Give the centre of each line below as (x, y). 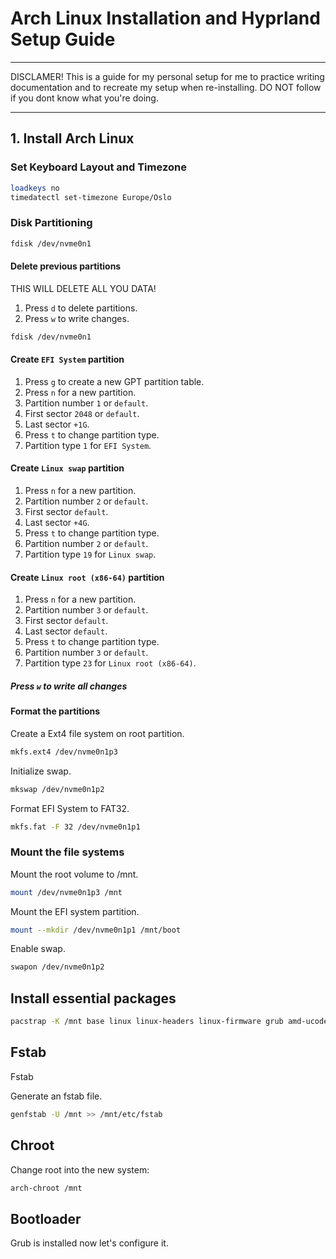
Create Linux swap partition (67, 468)
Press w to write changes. (77, 318)
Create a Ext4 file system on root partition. (97, 733)
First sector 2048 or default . (82, 413)
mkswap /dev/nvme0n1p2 (57, 789)
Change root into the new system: (80, 1169)
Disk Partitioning (51, 223)
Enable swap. (38, 949)
